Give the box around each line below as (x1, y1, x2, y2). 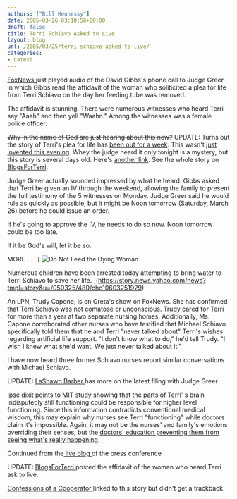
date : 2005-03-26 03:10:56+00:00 (7, 17, 106, 24)
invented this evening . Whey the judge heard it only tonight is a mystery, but (7, 147, 229, 156)
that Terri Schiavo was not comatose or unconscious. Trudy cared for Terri (7, 304, 224, 313)
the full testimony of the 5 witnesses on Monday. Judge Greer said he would (7, 191, 229, 199)
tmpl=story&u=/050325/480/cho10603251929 (7, 283, 142, 292)
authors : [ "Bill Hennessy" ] (7, 10, 90, 18)
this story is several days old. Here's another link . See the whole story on (7, 155, 219, 164)
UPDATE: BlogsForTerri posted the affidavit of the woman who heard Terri (7, 462, 222, 471)
